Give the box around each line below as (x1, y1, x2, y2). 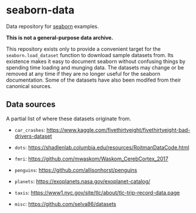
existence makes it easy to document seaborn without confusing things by (6, 58, 186, 65)
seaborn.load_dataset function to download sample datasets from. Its (6, 51, 174, 58)
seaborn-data (6, 4, 75, 17)
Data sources (6, 100, 56, 110)
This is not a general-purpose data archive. (6, 34, 114, 41)
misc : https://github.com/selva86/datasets (14, 200, 116, 207)
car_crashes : (14, 126, 46, 133)
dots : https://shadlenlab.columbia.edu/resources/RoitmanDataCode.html (14, 144, 190, 151)
